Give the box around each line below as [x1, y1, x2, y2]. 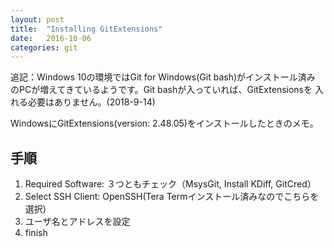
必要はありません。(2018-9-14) [27, 96, 156, 108]
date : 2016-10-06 [10, 33, 92, 43]
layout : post [10, 14, 65, 25]
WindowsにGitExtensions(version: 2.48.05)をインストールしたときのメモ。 [10, 117, 319, 130]
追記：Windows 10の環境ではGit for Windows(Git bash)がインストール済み [10, 71, 316, 83]
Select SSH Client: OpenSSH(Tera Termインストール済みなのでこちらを [24, 191, 320, 203]
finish [24, 227, 48, 239]
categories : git [10, 42, 78, 53]
